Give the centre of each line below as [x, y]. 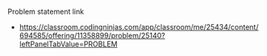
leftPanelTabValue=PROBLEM [68, 44]
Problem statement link [46, 12]
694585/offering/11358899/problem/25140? [92, 36]
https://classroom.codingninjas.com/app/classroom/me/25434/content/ [139, 27]
